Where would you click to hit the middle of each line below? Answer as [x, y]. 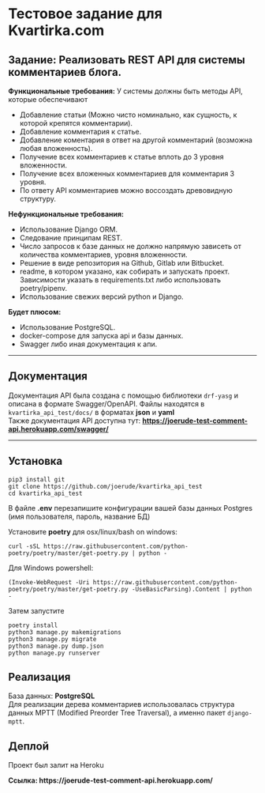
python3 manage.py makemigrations [65, 632]
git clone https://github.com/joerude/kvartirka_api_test [105, 486]
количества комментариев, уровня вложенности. [103, 255]
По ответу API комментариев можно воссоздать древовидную [126, 190]
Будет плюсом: [35, 312]
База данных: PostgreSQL [52, 696]
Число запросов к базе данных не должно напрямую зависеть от [131, 246]
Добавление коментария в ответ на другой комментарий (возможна [136, 140]
